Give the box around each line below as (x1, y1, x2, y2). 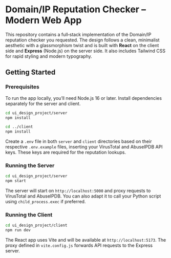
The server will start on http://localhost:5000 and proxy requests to (5, 188, 151, 194)
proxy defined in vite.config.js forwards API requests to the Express (5, 242, 153, 249)
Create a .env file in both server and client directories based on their (5, 138, 152, 144)
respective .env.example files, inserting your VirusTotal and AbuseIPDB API (5, 144, 163, 150)
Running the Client (5, 211, 53, 219)
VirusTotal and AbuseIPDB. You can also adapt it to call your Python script (5, 193, 161, 199)
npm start (5, 178, 27, 184)
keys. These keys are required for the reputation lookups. (5, 149, 126, 156)
